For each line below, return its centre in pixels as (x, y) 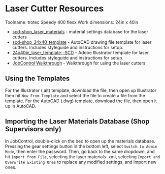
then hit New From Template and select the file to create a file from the (75, 95)
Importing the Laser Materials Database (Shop (77, 122)
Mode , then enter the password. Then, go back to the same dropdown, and (80, 151)
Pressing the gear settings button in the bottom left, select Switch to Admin (81, 146)
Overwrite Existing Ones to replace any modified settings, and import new (81, 162)
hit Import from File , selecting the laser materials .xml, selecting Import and (82, 157)
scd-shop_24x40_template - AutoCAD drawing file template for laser (82, 42)
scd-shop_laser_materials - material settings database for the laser (80, 31)
